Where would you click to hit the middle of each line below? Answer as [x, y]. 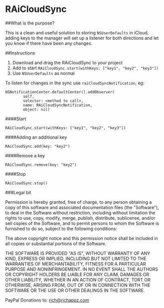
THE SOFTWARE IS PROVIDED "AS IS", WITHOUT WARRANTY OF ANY [78, 253]
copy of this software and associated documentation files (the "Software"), [82, 207]
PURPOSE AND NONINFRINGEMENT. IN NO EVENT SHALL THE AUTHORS [82, 269]
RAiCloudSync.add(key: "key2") [38, 146]
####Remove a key [25, 155]
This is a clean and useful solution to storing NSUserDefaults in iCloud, [77, 32]
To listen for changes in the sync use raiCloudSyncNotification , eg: [75, 83]
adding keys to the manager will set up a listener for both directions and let [82, 38]
